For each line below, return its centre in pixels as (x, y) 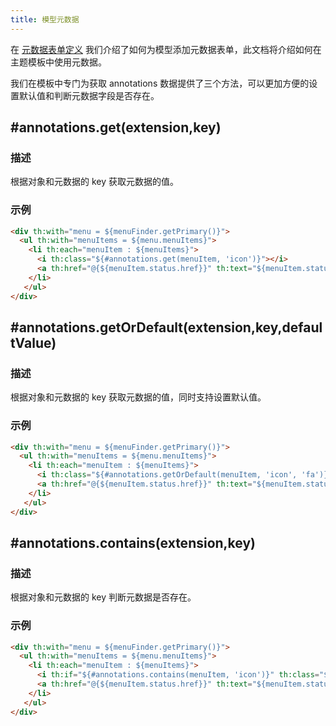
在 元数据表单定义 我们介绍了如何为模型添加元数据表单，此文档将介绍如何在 (166, 49)
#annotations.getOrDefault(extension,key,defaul (166, 327)
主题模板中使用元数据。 (58, 62)
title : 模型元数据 (45, 19)
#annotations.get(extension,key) (116, 127)
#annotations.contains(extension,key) (133, 542)
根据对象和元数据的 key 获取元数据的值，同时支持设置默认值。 (138, 397)
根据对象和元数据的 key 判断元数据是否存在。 (103, 597)
